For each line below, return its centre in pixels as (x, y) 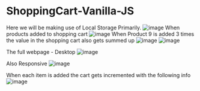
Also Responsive (27, 63)
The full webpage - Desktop (41, 51)
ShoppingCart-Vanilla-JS (70, 11)
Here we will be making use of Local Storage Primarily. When (93, 28)
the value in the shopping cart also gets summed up (71, 40)
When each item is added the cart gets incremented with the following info (98, 75)
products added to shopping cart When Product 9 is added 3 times (100, 34)
